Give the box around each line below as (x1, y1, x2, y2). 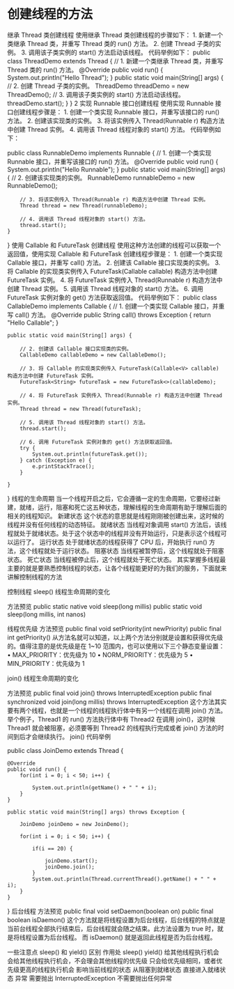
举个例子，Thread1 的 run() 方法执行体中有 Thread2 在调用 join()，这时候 (7, 715, 216, 723)
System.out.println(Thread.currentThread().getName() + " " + (32, 875, 217, 882)
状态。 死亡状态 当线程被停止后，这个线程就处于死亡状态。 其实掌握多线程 (7, 555, 220, 563)
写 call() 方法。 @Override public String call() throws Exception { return (7, 311, 211, 319)
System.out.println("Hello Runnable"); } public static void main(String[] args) (7, 165, 226, 173)
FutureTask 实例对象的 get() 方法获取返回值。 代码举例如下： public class (7, 293, 217, 302)
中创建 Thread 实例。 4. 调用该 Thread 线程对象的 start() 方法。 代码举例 (7, 125, 215, 133)
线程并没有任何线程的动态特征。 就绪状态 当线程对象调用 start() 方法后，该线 (7, 520, 227, 529)
